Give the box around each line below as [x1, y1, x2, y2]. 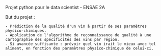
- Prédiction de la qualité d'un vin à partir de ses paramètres [5, 24, 147, 29]
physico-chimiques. [5, 28, 47, 33]
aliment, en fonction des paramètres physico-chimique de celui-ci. [5, 46, 154, 51]
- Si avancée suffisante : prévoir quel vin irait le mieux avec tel [5, 41, 156, 46]
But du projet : [5, 14, 35, 20]
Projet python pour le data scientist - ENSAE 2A [5, 5, 105, 10]
